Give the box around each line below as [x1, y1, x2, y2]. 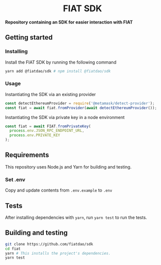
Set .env [5, 176, 26, 183]
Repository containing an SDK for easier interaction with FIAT [5, 19, 133, 25]
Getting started [5, 33, 53, 42]
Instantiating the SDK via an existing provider [5, 91, 96, 97]
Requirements [5, 151, 49, 159]
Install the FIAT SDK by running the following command [5, 59, 117, 65]
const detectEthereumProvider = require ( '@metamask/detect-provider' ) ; [5, 101, 155, 106]
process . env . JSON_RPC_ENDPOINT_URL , [9, 128, 84, 133]
